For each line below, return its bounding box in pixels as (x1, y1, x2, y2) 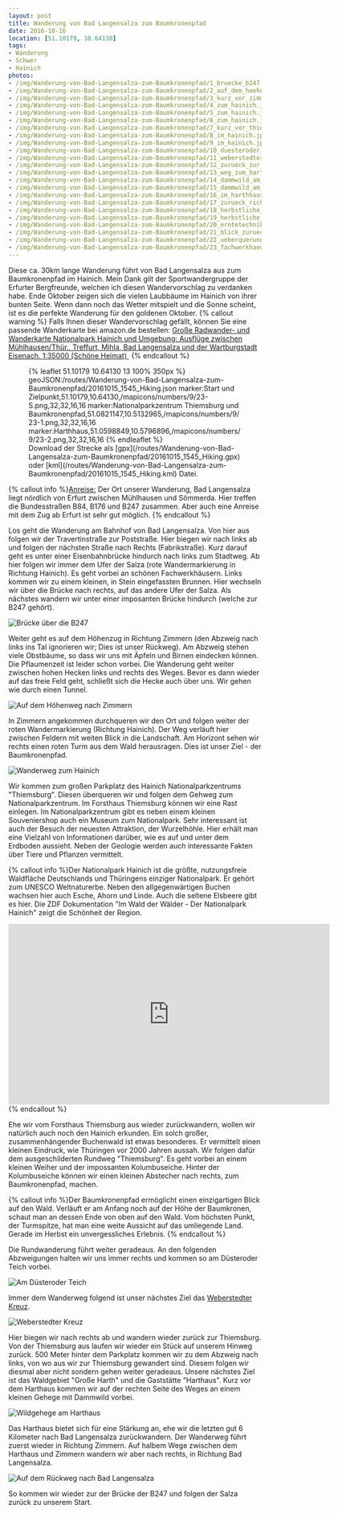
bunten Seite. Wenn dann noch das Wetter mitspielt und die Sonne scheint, (8, 299, 256, 309)
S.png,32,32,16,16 (28, 400, 87, 410)
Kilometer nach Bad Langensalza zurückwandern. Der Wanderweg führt (8, 1432, 246, 1441)
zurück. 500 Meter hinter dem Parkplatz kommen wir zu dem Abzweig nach (8, 1349, 259, 1359)
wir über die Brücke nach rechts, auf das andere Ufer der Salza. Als (8, 585, 231, 595)
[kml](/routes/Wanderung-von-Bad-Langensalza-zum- (45, 460, 227, 470)
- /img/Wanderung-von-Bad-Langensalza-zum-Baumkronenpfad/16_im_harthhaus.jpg (8, 190, 279, 199)
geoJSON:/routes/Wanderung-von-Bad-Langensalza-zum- (28, 374, 225, 384)
